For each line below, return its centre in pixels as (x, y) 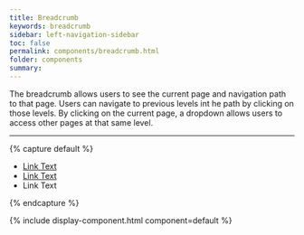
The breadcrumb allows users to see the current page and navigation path (148, 94)
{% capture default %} (51, 148)
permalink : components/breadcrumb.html (85, 52)
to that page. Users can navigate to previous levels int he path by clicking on (152, 103)
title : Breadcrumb (44, 18)
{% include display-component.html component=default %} (121, 220)
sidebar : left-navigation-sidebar (75, 34)
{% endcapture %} (44, 202)
